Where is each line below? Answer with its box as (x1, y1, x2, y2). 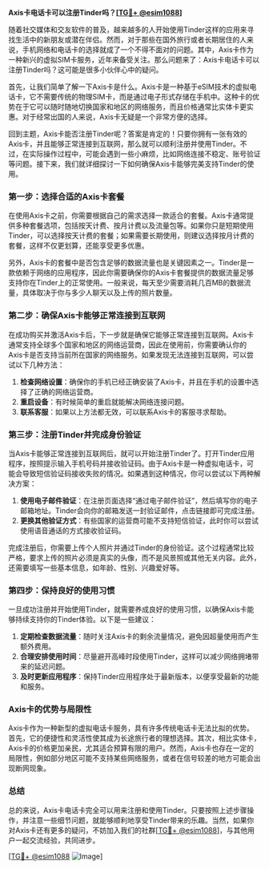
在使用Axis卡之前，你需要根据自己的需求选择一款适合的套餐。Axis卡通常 (8, 211, 247, 220)
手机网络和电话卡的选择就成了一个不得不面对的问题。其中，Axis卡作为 (22, 45, 255, 55)
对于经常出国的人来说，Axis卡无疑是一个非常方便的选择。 (22, 112, 212, 121)
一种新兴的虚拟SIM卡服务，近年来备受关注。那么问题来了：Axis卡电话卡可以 (8, 55, 260, 64)
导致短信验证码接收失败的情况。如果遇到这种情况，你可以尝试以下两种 (22, 468, 254, 478)
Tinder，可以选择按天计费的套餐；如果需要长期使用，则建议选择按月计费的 (8, 231, 255, 240)
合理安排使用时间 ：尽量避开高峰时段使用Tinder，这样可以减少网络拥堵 (19, 652, 252, 661)
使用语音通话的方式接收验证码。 (19, 525, 126, 536)
